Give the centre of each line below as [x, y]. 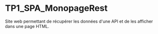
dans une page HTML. [27, 26]
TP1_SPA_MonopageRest [56, 8]
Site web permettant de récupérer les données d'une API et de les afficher [79, 21]
